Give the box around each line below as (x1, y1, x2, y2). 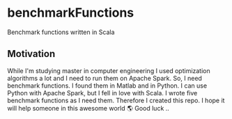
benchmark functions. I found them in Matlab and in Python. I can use (7, 81, 208, 90)
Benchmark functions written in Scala (7, 28, 115, 36)
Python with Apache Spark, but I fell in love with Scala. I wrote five (7, 88, 198, 97)
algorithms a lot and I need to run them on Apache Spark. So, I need (7, 74, 202, 82)
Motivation (7, 48, 56, 60)
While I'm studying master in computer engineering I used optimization (7, 66, 210, 74)
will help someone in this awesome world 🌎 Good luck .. (7, 104, 169, 112)
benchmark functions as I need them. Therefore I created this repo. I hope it (7, 96, 225, 104)
